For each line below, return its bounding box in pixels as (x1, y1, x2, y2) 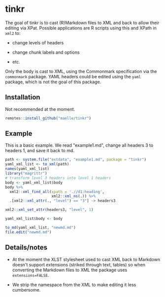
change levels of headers (12, 39, 64, 45)
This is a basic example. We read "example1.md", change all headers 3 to (5, 142, 154, 148)
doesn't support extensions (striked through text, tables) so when (12, 262, 145, 267)
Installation (5, 93, 40, 101)
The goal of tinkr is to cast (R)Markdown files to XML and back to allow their (5, 20, 160, 26)
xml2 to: (5, 30, 21, 36)
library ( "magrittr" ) (5, 171, 48, 176)
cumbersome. (12, 287, 41, 293)
